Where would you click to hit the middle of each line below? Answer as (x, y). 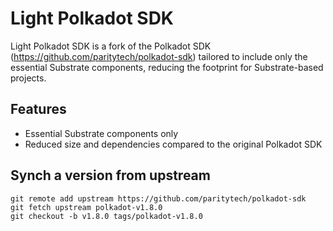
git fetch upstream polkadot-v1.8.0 (86, 207)
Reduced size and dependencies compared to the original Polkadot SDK (173, 144)
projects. (28, 78)
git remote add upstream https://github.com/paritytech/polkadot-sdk (158, 198)
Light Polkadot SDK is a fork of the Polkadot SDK (111, 46)
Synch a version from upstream (110, 175)
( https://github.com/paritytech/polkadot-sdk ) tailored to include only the (159, 56)
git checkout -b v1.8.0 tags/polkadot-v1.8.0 (106, 216)
